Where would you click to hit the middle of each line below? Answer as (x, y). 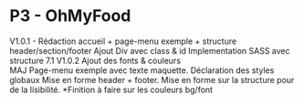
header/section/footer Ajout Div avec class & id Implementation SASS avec (150, 50)
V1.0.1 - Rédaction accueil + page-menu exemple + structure (123, 41)
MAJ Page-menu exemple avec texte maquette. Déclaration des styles (142, 70)
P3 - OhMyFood (70, 16)
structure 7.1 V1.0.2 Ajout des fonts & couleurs (95, 60)
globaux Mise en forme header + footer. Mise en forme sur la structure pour (152, 79)
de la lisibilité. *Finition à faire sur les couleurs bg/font (111, 89)
